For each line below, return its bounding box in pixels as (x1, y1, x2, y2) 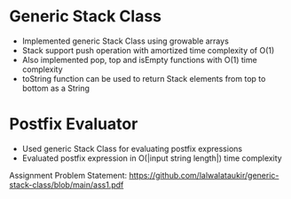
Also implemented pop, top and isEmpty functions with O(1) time (21, 54, 257, 65)
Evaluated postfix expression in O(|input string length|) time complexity (21, 153, 282, 163)
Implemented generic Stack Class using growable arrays (21, 36, 229, 46)
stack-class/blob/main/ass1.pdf (9, 179, 124, 190)
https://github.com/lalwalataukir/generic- (128, 170, 279, 180)
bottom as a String (21, 83, 90, 93)
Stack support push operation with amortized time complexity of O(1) (21, 44, 275, 55)
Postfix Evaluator (9, 114, 138, 134)
